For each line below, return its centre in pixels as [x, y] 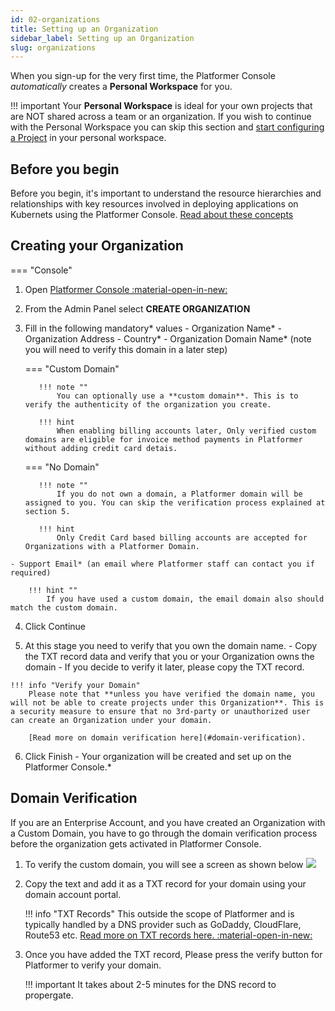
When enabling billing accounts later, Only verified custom [186, 431]
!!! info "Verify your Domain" [75, 685]
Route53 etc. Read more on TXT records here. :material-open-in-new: [168, 935]
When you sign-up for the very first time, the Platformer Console [143, 76]
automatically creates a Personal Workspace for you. [121, 87]
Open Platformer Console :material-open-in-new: [126, 289]
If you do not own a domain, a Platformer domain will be [179, 494]
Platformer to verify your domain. [93, 965]
